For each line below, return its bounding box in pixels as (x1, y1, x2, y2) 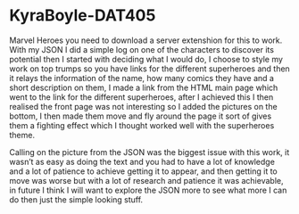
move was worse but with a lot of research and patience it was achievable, (9, 175, 284, 185)
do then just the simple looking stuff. (9, 193, 144, 205)
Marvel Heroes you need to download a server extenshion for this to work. (9, 35, 283, 45)
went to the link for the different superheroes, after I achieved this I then (9, 91, 274, 103)
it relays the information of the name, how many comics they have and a (9, 72, 275, 83)
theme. (9, 129, 36, 140)
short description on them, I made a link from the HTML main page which (9, 82, 278, 93)
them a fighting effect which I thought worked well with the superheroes (9, 119, 275, 130)
